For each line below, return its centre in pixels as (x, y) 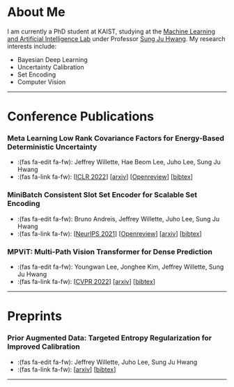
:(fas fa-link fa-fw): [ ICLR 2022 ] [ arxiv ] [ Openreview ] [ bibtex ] (105, 177)
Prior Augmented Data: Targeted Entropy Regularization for (110, 338)
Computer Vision (41, 81)
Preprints (35, 316)
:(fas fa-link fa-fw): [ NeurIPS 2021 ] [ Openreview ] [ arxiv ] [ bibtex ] (109, 233)
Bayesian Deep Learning (53, 59)
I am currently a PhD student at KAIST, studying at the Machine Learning (111, 31)
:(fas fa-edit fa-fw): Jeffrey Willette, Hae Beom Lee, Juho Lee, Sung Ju (119, 162)
